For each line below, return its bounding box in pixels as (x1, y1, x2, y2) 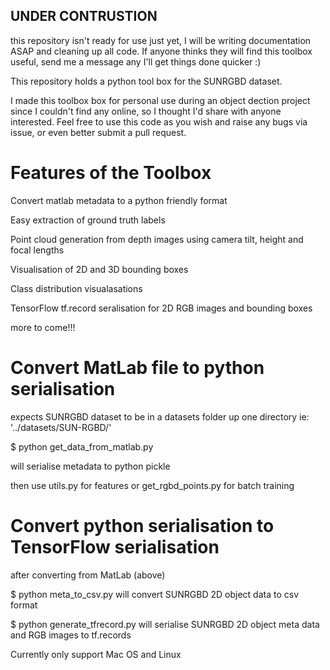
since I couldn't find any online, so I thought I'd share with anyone (10, 105, 282, 117)
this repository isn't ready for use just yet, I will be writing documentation (10, 34, 312, 46)
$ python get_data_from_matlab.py (10, 440, 154, 453)
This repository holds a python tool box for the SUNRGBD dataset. (10, 75, 283, 87)
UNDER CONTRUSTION (10, 8, 158, 25)
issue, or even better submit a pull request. (10, 126, 187, 138)
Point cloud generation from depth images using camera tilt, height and (10, 233, 304, 245)
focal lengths (10, 244, 65, 256)
